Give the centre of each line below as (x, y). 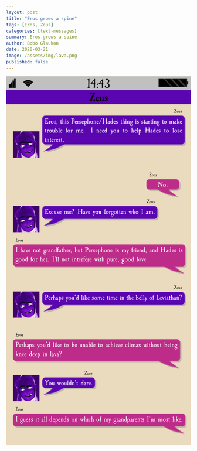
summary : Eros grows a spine (42, 37)
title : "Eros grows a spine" (42, 18)
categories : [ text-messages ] (42, 31)
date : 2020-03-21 (27, 50)
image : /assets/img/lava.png (42, 56)
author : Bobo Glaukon (33, 43)
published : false (27, 61)
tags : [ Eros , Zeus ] (30, 25)
